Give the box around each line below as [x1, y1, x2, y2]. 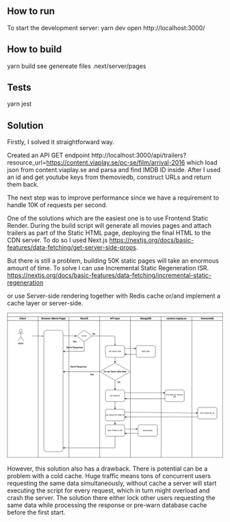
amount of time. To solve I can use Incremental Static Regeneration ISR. [7, 264, 209, 272]
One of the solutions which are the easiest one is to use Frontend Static [7, 214, 209, 222]
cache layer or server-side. [7, 299, 84, 307]
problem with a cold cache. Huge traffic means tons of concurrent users [7, 471, 211, 479]
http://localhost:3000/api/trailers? [91, 151, 187, 160]
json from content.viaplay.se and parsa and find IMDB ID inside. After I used [7, 166, 221, 174]
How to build [7, 44, 62, 56]
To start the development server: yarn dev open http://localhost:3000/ [7, 23, 205, 32]
